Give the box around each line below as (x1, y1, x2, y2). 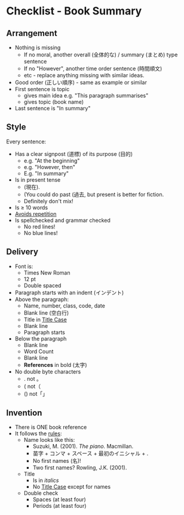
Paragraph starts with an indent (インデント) (14, 289, 124, 296)
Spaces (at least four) (32, 496, 87, 503)
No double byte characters (14, 368, 81, 375)
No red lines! (23, 223, 56, 230)
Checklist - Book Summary (6, 4, 142, 18)
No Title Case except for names (32, 483, 111, 490)
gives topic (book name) (23, 98, 84, 106)
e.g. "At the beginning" (23, 157, 80, 164)
